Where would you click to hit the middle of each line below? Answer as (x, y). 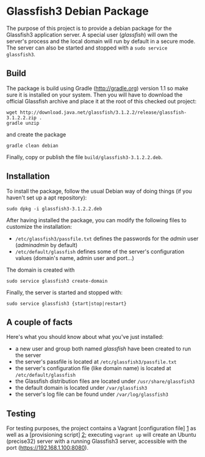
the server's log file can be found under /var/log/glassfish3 (92, 394)
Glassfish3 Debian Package (77, 11)
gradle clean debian (33, 146)
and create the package (36, 134)
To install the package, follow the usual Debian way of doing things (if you (99, 191)
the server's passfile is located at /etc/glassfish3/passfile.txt (96, 362)
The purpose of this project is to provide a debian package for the (89, 28)
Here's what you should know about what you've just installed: (85, 337)
